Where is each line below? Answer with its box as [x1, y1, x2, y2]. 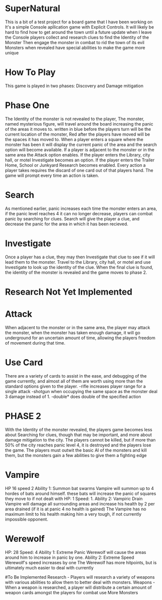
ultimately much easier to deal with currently [5, 565, 94, 570]
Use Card [5, 357, 43, 368]
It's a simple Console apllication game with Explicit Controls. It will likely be [5, 24, 154, 30]
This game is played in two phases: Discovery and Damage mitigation [5, 83, 144, 89]
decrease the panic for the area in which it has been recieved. [5, 221, 129, 227]
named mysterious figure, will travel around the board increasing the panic [5, 121, 153, 126]
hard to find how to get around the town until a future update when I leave [5, 29, 152, 35]
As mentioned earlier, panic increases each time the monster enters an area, [5, 205, 157, 211]
